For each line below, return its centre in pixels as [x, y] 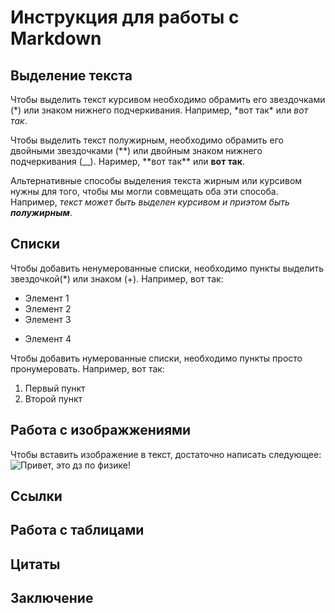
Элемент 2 [48, 308]
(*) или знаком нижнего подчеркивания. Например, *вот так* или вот [159, 110]
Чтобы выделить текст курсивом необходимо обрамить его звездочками [168, 99]
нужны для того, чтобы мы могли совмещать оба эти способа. [144, 191]
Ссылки [36, 496]
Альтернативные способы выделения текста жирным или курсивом [156, 180]
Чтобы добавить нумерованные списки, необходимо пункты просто [156, 358]
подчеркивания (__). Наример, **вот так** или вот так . [127, 161]
